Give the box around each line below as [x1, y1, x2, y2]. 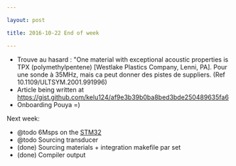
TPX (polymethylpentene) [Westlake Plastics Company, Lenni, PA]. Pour [16, 62, 228, 71]
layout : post [6, 16, 45, 23]
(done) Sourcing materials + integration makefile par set [16, 143, 181, 151]
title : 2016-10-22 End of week [6, 29, 100, 36]
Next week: [6, 114, 41, 123]
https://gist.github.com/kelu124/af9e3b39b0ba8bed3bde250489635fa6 [16, 93, 229, 101]
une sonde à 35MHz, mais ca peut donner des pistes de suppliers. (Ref [16, 70, 225, 79]
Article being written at [16, 85, 85, 94]
